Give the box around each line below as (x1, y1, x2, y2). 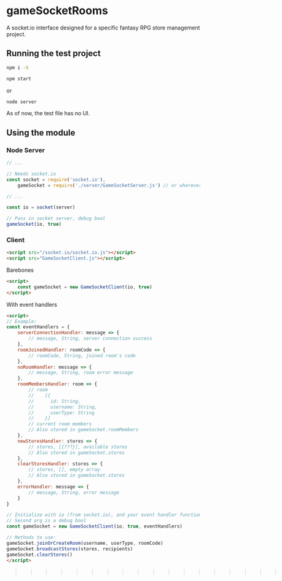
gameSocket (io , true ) (6, 221, 62, 228)
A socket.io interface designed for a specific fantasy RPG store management (6, 24, 200, 31)
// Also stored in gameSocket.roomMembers (28, 427, 139, 433)
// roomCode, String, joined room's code (28, 352, 136, 359)
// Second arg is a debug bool (6, 518, 87, 524)
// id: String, (28, 398, 81, 404)
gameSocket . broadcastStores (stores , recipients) (6, 545, 133, 552)
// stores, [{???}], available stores (28, 444, 128, 450)
